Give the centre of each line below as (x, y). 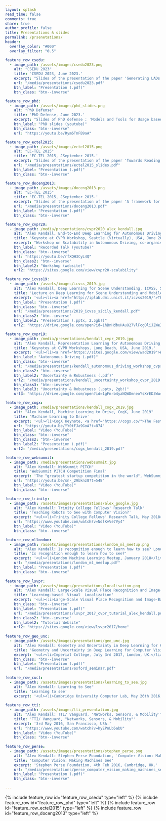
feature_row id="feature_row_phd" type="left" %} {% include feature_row (80, 802)
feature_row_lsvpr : (25, 581)
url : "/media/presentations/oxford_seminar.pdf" (65, 669)
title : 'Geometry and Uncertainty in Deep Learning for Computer (83, 650)
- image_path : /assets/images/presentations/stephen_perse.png (76, 751)
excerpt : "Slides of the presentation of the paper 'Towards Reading (87, 161)
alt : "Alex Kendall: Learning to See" (54, 687)
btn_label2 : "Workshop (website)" (49, 266)
